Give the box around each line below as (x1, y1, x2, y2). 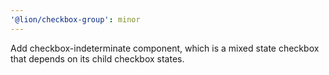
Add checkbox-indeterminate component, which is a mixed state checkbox (10, 42, 320, 54)
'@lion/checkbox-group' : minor (10, 14, 141, 25)
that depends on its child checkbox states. (10, 52, 185, 65)
